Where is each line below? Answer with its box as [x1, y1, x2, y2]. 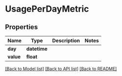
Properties [5, 23, 38, 31]
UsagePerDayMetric [5, 3, 89, 15]
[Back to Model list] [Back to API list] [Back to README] [5, 66, 117, 72]
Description [52, 38, 80, 44]
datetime [26, 45, 48, 52]
